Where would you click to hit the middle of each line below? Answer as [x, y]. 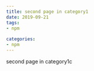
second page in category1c [39, 61]
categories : [21, 39]
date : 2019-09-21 [27, 17]
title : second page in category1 [47, 12]
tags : [13, 22]
